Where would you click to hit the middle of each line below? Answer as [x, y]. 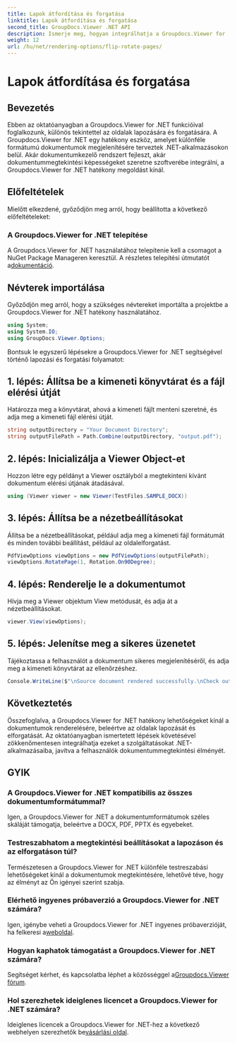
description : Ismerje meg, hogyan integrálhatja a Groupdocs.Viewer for [116, 34]
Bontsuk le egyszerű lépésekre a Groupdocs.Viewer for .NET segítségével [115, 351]
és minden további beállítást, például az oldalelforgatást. [89, 542]
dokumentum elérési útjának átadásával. [66, 483]
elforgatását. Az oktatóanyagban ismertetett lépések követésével [102, 735]
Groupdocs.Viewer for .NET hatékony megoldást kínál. [86, 170]
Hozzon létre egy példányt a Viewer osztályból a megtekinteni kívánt [107, 475]
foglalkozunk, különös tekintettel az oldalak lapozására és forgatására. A [112, 132]
